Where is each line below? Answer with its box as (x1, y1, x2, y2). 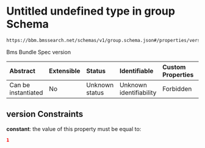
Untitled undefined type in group (6, 4, 176, 18)
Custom (162, 63, 186, 71)
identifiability (119, 88, 157, 97)
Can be (9, 80, 31, 89)
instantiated (9, 88, 43, 97)
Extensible (48, 66, 81, 75)
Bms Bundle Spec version (6, 48, 71, 55)
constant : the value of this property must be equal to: (6, 125, 142, 132)
